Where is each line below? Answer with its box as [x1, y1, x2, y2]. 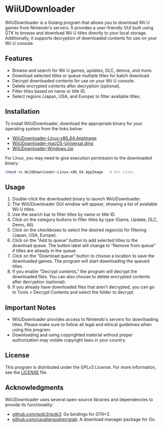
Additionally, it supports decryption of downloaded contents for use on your [5, 35, 157, 41]
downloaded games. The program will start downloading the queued [12, 258, 150, 264]
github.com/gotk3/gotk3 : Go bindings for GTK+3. [12, 411, 110, 417]
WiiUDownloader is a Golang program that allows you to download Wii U [5, 20, 150, 25]
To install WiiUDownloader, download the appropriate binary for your [5, 121, 143, 126]
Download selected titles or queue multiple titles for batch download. [12, 72, 150, 79]
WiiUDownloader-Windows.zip [12, 145, 74, 151]
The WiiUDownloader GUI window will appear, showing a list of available [12, 201, 158, 207]
